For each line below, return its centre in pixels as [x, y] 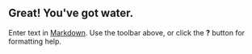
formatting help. [35, 41]
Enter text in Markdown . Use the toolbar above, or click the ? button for [126, 32]
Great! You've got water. [71, 13]
